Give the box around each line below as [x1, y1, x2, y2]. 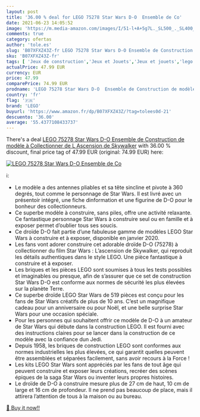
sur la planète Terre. [14, 285, 64, 292]
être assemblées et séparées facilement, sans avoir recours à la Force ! [14, 355, 190, 362]
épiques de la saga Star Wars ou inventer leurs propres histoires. [14, 374, 174, 381]
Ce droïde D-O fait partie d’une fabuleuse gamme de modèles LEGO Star [14, 228, 193, 235]
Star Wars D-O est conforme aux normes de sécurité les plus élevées [14, 279, 185, 286]
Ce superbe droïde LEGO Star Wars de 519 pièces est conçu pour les [14, 291, 185, 298]
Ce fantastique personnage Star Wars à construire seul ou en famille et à [14, 216, 193, 223]
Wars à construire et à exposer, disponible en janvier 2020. [14, 235, 160, 242]
